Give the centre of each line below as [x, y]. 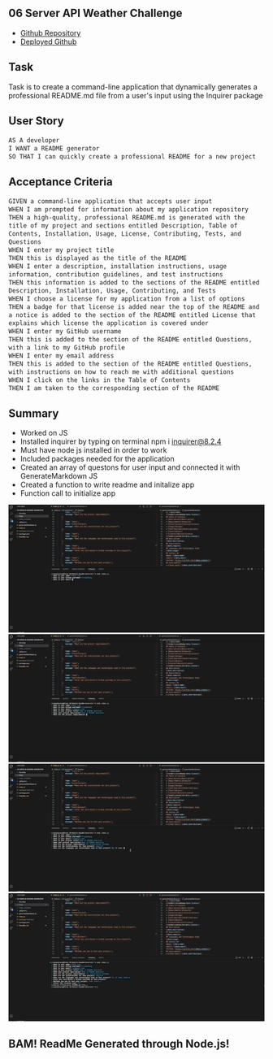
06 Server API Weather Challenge [95, 13]
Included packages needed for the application [97, 459]
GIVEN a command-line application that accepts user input [110, 202]
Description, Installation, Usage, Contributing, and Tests [113, 291]
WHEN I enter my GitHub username [65, 332]
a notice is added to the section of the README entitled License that [132, 315]
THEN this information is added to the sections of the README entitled [134, 283]
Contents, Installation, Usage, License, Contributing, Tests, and [125, 234]
